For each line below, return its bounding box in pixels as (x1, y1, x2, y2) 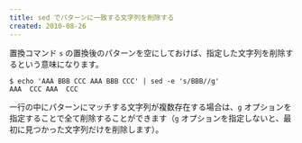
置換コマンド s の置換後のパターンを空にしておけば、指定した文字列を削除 (9, 47, 286, 58)
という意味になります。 (16, 58, 104, 69)
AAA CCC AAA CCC (9, 85, 78, 94)
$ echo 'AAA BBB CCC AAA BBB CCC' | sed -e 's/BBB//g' (9, 76, 220, 85)
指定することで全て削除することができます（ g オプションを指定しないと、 (9, 112, 284, 123)
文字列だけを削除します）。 (64, 123, 164, 135)
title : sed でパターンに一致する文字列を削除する (9, 13, 175, 22)
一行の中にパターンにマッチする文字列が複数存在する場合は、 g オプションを (9, 101, 292, 112)
